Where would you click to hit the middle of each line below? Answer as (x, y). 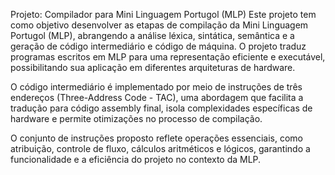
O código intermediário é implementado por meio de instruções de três (156, 87)
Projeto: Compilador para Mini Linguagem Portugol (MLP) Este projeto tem (163, 14)
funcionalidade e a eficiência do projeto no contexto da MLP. (136, 159)
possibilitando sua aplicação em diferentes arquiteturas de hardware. (153, 67)
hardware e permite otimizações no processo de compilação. (136, 118)
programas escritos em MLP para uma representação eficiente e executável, (168, 57)
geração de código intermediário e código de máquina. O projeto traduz (158, 46)
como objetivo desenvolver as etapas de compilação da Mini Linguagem (159, 25)
